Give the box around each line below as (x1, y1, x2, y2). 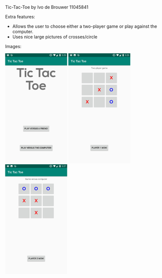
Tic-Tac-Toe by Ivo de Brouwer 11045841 (5, 4, 89, 10)
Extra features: (5, 14, 36, 19)
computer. (12, 29, 34, 34)
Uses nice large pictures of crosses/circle (12, 34, 98, 40)
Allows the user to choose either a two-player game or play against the (12, 23, 158, 29)
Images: (5, 44, 22, 49)
